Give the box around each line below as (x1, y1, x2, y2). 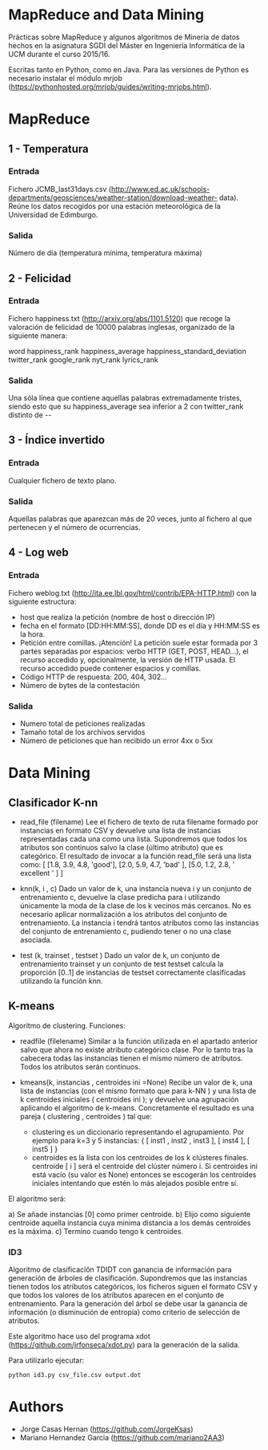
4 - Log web (8, 546, 70, 560)
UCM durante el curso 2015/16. (8, 49, 110, 59)
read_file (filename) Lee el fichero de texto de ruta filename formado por (19, 817, 258, 827)
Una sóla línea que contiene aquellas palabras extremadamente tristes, (8, 393, 242, 403)
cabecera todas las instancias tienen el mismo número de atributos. (19, 1053, 243, 1063)
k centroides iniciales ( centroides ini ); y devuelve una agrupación (19, 1094, 239, 1104)
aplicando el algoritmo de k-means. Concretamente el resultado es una (19, 1102, 254, 1113)
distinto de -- (8, 410, 52, 420)
